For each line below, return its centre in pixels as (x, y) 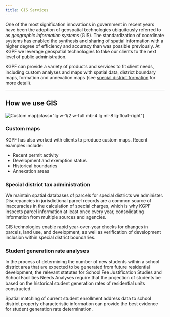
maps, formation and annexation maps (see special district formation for (80, 77)
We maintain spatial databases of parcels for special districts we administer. (84, 195)
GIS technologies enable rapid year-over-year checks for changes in (77, 227)
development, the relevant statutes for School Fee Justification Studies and (83, 272)
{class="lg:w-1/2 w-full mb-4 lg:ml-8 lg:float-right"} (91, 116)
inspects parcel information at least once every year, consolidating (75, 212)
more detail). (18, 83)
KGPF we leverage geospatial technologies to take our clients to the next (81, 51)
